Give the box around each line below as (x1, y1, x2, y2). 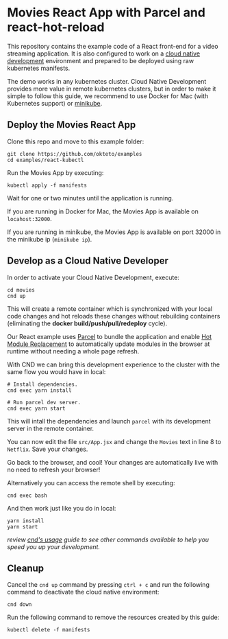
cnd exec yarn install (7, 386, 72, 394)
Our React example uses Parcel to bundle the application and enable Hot (7, 332, 212, 340)
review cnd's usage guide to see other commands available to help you (7, 535, 210, 544)
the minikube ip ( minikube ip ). (7, 235, 92, 243)
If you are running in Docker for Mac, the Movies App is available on (7, 207, 199, 216)
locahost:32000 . (7, 214, 53, 222)
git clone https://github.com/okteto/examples (7, 150, 142, 157)
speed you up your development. (7, 542, 101, 550)
